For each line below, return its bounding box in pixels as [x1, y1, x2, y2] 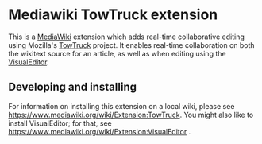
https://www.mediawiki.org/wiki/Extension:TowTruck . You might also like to [8, 110, 254, 119]
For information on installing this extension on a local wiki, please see [8, 101, 235, 111]
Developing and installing [8, 80, 137, 94]
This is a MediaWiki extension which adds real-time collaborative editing [8, 32, 245, 41]
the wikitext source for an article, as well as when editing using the [8, 49, 226, 58]
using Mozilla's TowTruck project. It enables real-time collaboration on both [8, 40, 256, 49]
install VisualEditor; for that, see [8, 118, 113, 128]
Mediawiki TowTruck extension [8, 6, 218, 24]
